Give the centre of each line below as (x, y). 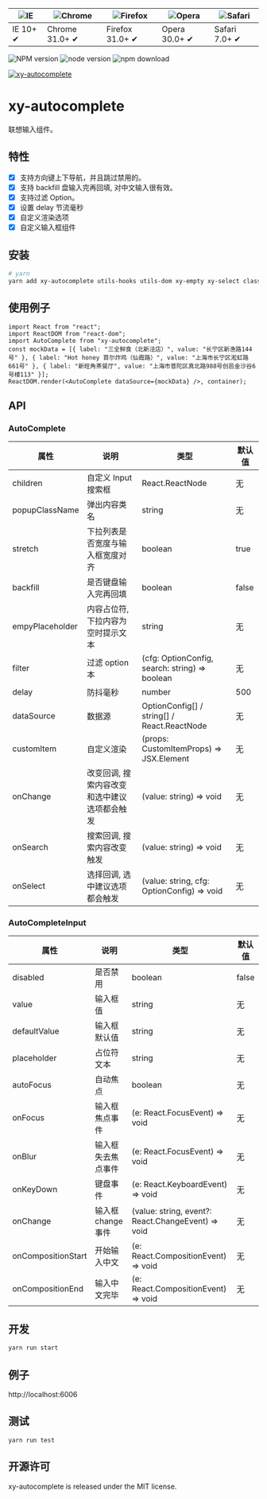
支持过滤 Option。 (49, 197)
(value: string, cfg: (176, 881)
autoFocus (32, 1085)
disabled (28, 978)
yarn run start (33, 1348)
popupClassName (46, 510)
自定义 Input (110, 478)
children (27, 483)
